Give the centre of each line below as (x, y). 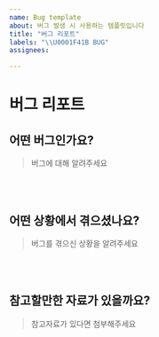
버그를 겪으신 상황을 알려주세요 (84, 243)
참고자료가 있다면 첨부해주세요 (83, 324)
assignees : (29, 51)
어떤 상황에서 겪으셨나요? (75, 220)
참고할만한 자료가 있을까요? (80, 301)
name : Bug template (45, 17)
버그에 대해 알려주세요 (69, 163)
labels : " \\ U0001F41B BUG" (59, 42)
